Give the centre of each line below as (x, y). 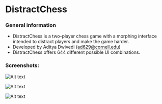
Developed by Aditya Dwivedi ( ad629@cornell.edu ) (66, 47)
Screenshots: (22, 65)
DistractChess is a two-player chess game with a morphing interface (85, 36)
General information (31, 25)
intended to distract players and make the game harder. (71, 42)
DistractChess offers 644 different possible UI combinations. (76, 52)
